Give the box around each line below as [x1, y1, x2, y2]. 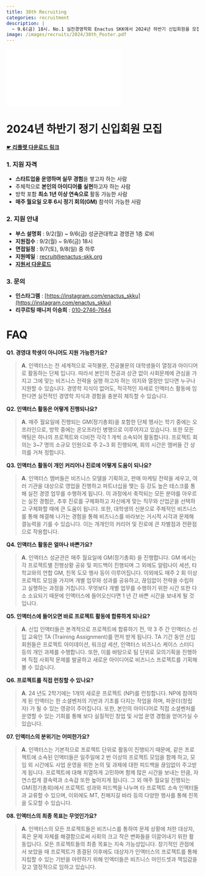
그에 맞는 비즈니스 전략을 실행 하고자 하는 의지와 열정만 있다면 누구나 [32, 377, 196, 384]
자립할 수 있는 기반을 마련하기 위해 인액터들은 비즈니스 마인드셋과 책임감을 [21, 855, 198, 863]
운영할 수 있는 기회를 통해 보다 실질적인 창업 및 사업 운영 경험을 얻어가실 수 [21, 712, 199, 719]
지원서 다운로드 [15, 260, 52, 268]
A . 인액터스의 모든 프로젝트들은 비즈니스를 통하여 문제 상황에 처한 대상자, [21, 825, 195, 832]
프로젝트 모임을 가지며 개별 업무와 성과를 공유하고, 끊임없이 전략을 [21, 577, 178, 584]
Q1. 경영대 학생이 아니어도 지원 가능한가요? [6, 349, 108, 356]
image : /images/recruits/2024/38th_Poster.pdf [6, 32, 127, 38]
